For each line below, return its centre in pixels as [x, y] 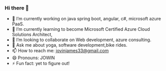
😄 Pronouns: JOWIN [33, 58]
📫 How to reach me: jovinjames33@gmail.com [60, 51]
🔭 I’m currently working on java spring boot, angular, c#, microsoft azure [86, 19]
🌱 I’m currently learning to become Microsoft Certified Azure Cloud [81, 29]
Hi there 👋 [17, 8]
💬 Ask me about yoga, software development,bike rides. [69, 45]
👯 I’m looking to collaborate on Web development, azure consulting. [81, 40]
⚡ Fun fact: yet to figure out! [41, 64]
